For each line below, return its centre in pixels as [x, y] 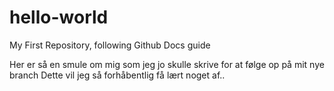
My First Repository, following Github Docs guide [110, 45]
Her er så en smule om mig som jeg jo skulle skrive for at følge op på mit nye [167, 64]
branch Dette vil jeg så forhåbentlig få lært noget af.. [117, 75]
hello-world [59, 17]
